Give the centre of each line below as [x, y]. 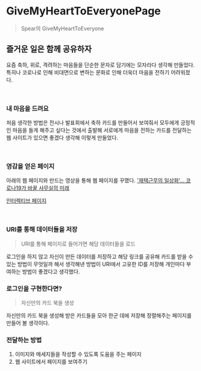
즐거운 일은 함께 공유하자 [49, 49]
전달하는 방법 [24, 340]
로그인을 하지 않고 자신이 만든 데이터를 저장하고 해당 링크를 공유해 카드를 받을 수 [100, 256]
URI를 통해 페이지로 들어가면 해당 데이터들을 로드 [78, 244]
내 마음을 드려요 [28, 108]
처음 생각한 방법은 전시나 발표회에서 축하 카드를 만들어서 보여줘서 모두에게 [93, 123]
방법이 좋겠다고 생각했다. [51, 271]
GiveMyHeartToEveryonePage [83, 11]
